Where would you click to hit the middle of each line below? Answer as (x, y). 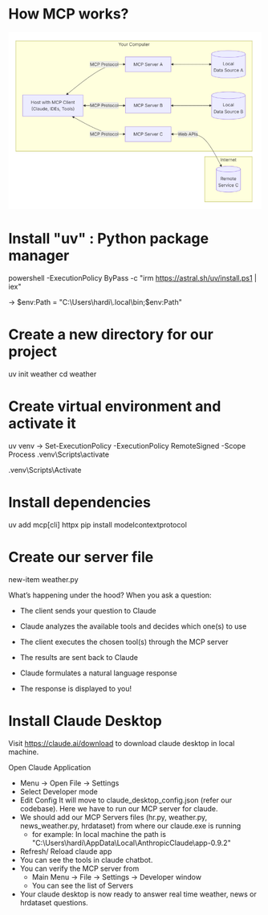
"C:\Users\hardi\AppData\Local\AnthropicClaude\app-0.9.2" (131, 843)
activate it (42, 424)
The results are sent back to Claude (79, 657)
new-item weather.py (43, 579)
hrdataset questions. (54, 902)
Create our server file (81, 558)
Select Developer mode (59, 791)
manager (39, 256)
